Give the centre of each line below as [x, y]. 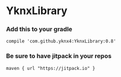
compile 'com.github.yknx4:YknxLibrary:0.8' [61, 41]
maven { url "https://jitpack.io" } [51, 68]
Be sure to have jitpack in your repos [59, 56]
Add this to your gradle [39, 29]
